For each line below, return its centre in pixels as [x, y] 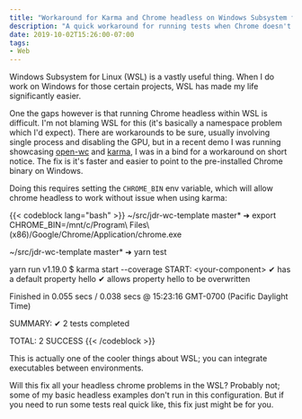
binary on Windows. [46, 171]
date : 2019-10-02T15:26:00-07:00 [72, 34]
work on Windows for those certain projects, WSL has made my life [134, 87]
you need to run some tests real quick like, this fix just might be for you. [142, 405]
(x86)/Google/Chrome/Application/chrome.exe [96, 234]
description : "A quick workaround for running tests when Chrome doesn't [151, 26]
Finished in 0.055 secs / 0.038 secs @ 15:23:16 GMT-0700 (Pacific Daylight [149, 296]
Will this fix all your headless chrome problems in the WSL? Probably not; [145, 386]
